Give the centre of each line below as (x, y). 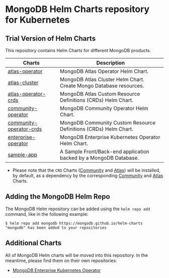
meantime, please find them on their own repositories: (61, 260)
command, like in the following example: (47, 214)
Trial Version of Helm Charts (51, 38)
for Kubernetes (37, 20)
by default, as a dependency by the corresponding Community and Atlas (88, 176)
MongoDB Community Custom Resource (108, 123)
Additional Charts (33, 243)
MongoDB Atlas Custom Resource (100, 94)
